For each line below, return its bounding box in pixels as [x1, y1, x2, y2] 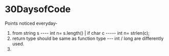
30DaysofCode [5, 4, 71, 15]
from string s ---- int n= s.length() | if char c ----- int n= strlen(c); [12, 30, 150, 36]
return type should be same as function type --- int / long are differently [12, 35, 164, 41]
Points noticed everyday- [5, 20, 58, 26]
